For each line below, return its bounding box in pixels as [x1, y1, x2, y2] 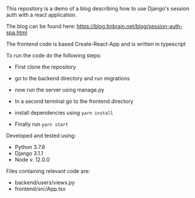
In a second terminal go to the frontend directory [14, 98, 134, 105]
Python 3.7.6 [14, 144, 45, 150]
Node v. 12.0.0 [14, 156, 50, 163]
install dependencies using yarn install [14, 109, 113, 116]
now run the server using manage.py [14, 86, 105, 93]
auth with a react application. [6, 11, 77, 18]
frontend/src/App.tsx [14, 186, 66, 192]
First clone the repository [14, 63, 76, 70]
